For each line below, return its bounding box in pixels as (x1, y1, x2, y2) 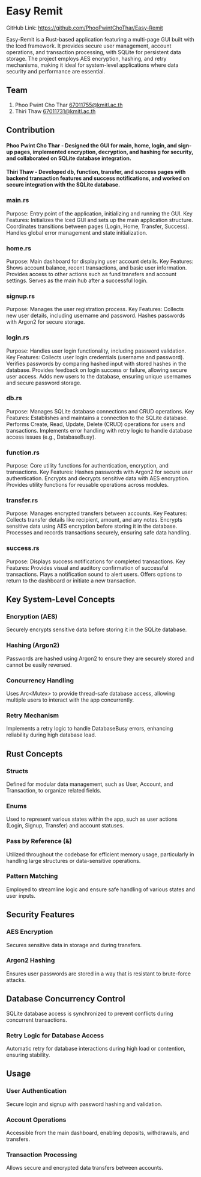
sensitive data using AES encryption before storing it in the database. (6, 522, 178, 530)
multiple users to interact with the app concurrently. (6, 696, 134, 703)
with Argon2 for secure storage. (6, 318, 85, 326)
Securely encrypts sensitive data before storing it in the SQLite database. (6, 626, 187, 633)
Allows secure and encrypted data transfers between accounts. (6, 1164, 164, 1172)
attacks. (6, 976, 26, 983)
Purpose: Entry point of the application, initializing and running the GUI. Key (6, 209, 193, 217)
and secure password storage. (6, 379, 82, 386)
